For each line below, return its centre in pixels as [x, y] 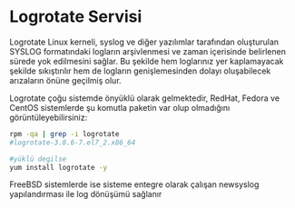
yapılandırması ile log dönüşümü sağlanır [86, 194]
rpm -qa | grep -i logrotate [64, 134]
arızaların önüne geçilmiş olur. [65, 80]
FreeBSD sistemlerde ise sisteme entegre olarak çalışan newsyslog [134, 184]
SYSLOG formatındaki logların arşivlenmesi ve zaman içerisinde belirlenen [147, 51]
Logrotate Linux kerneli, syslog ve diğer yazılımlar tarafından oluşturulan [144, 42]
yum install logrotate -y [58, 167]
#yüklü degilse [38, 159]
